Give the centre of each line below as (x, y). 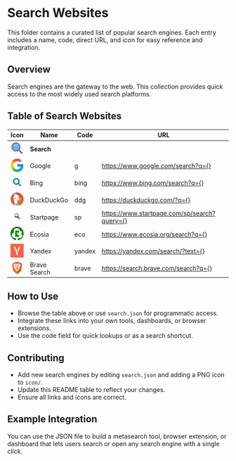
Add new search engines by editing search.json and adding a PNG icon (121, 375)
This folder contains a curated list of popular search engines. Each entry (112, 32)
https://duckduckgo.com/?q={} (146, 200)
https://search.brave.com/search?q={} (157, 268)
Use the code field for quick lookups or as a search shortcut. (105, 336)
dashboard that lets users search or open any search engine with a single (113, 443)
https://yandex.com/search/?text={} (153, 251)
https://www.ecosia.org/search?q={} (154, 234)
